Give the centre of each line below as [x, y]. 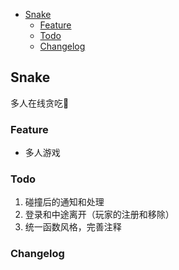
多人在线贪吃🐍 [40, 103]
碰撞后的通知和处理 [64, 202]
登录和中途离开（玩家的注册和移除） [99, 215]
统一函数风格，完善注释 [73, 227]
